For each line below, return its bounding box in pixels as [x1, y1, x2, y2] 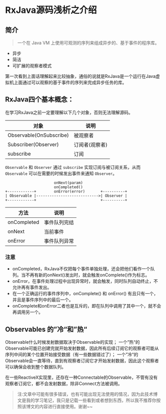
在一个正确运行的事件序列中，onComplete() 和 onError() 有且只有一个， [12, 291, 159, 297]
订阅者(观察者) [73, 141, 108, 148]
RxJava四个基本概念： [5, 95, 74, 104]
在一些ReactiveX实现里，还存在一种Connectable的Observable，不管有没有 [5, 374, 158, 380]
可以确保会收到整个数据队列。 [5, 363, 66, 369]
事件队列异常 [44, 237, 74, 244]
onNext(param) [54, 180, 83, 185]
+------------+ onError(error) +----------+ [5, 189, 127, 194]
